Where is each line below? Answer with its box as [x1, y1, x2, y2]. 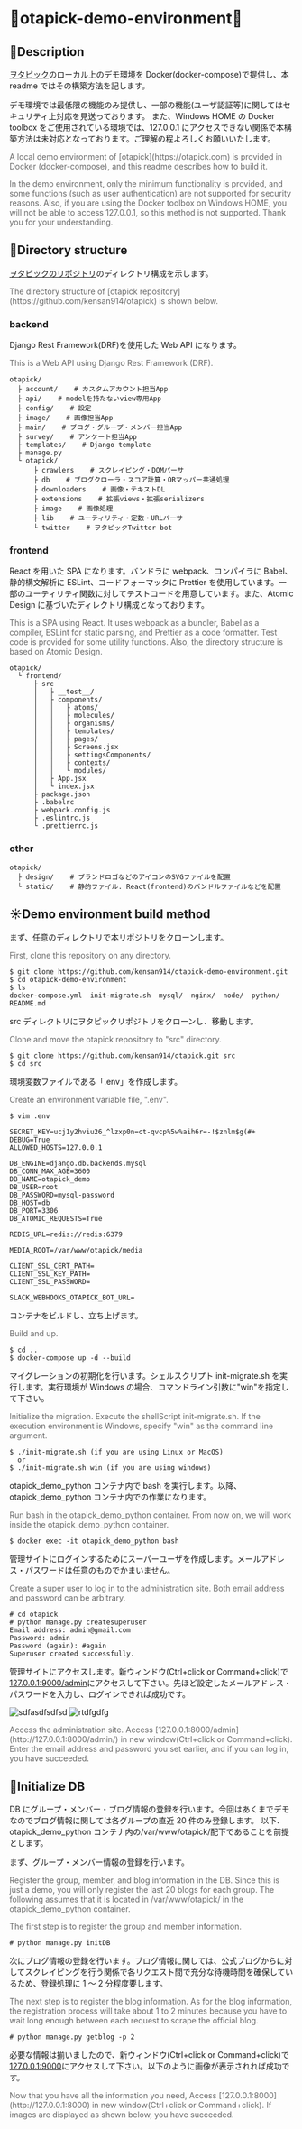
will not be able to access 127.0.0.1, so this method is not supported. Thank [9, 207, 287, 217]
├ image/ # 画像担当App [17, 414, 114, 423]
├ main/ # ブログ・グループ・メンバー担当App [17, 423, 183, 432]
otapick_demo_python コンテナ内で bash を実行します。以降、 [9, 1480, 242, 1491]
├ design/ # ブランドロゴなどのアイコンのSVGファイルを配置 [17, 872, 232, 882]
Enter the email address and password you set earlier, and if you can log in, [9, 1743, 289, 1754]
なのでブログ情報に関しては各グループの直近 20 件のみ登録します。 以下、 [9, 1815, 286, 1826]
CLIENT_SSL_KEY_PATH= [9, 1269, 91, 1279]
